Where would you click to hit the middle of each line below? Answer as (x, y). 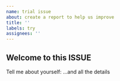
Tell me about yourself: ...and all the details (58, 72)
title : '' (18, 22)
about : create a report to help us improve (60, 17)
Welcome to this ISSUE (49, 58)
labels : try (21, 28)
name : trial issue (29, 12)
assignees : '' (24, 34)
